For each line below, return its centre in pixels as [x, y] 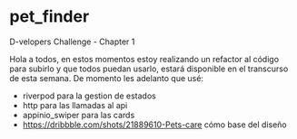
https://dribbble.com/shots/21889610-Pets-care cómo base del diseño [155, 125]
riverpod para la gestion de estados [89, 96]
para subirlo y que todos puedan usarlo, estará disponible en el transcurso [149, 69]
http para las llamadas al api [75, 105]
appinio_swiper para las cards [79, 115]
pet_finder [49, 17]
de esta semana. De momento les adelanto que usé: [107, 78]
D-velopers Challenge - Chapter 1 [72, 42]
